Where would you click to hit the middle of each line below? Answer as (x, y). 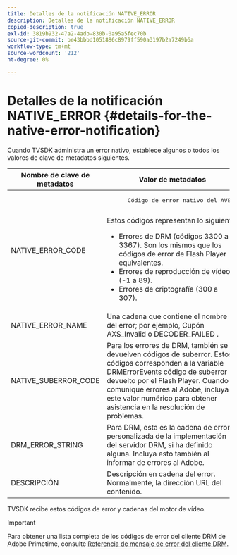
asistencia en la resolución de (156, 407)
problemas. (126, 416)
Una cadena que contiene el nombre (167, 316)
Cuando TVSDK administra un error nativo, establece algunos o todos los (114, 150)
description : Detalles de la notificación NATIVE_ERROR (91, 20)
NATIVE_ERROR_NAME (49, 325)
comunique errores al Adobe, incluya (168, 389)
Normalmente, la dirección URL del (164, 482)
